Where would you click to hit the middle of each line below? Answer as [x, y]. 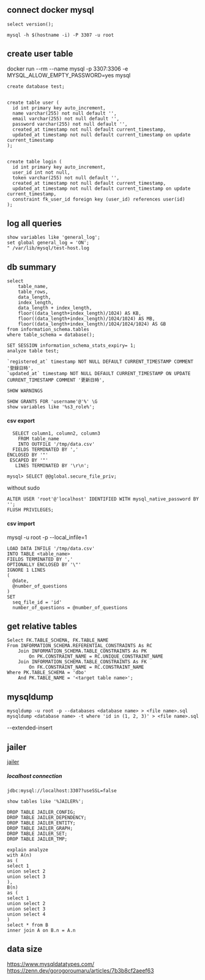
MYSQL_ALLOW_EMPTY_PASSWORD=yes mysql [69, 75]
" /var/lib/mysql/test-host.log [48, 248]
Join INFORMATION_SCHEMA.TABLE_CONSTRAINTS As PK [83, 651]
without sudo [24, 488]
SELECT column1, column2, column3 [56, 434]
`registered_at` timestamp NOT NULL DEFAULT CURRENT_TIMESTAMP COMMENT [100, 362]
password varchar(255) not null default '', [70, 124]
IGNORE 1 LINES [26, 570]
